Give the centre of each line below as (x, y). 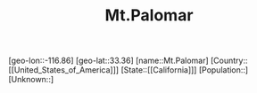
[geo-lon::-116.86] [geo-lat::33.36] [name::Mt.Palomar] (108, 61)
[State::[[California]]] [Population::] (185, 70)
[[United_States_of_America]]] (64, 70)
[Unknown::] (31, 80)
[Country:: (229, 61)
